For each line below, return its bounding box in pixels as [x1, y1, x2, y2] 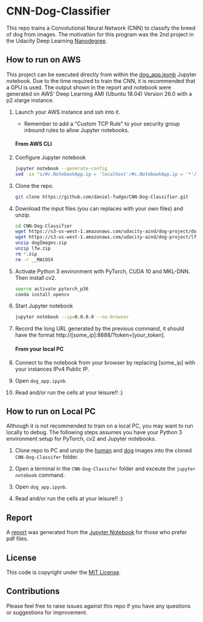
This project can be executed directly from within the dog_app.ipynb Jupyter [6, 71, 197, 78]
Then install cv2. [14, 274, 56, 281]
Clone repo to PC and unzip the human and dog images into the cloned [14, 447, 192, 454]
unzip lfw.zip [14, 245, 51, 252]
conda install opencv [14, 291, 69, 297]
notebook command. [14, 471, 65, 479]
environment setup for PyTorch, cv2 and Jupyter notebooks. [6, 435, 156, 443]
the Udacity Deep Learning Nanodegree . [6, 37, 108, 44]
